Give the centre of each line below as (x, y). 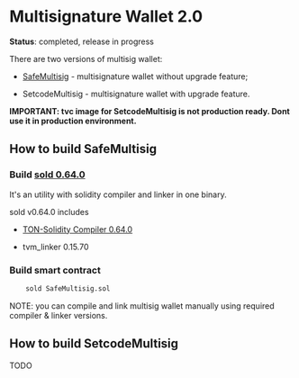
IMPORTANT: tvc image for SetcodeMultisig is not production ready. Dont (149, 111)
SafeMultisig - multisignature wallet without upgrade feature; (135, 76)
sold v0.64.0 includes (49, 211)
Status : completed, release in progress (82, 41)
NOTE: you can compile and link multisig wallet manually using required (142, 306)
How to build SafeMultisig (83, 149)
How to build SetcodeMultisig (94, 344)
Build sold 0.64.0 (47, 175)
